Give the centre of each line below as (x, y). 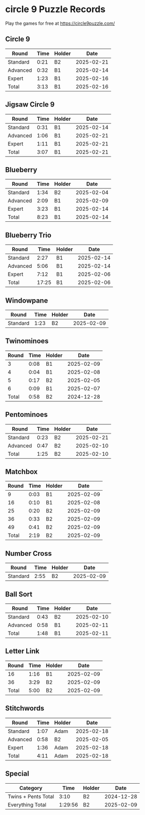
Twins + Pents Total (31, 796)
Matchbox (21, 472)
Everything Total (27, 804)
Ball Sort (19, 594)
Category (31, 788)
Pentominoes (26, 415)
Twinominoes (27, 341)
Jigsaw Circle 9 (30, 105)
